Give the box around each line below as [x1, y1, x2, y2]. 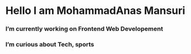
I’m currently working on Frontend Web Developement [5, 25, 163, 33]
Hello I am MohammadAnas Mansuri [5, 4, 186, 17]
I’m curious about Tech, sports [5, 41, 94, 49]
